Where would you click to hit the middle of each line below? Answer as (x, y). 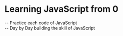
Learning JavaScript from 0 (61, 9)
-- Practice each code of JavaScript (41, 23)
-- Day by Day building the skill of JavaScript (50, 28)
